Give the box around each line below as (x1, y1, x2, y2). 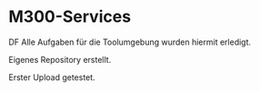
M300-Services (8, 6, 132, 27)
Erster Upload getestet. (8, 71, 96, 83)
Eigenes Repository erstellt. (8, 54, 112, 65)
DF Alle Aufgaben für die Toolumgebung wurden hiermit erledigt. (8, 36, 252, 47)
